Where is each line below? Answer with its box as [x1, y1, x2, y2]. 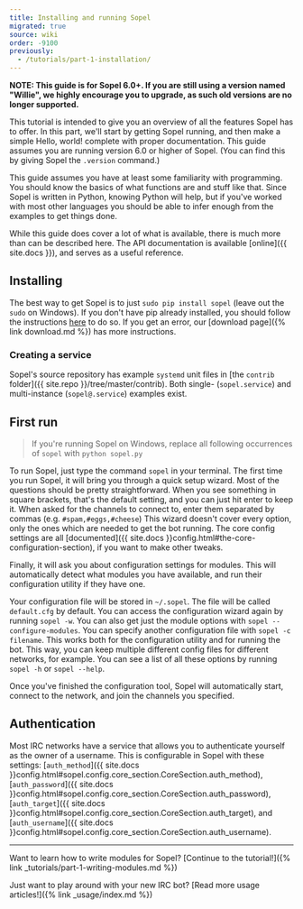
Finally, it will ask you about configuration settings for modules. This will [9, 559, 277, 570]
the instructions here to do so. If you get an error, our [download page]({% [9, 317, 286, 327]
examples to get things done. [9, 211, 117, 221]
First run [9, 414, 59, 429]
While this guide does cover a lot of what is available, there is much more [9, 228, 281, 239]
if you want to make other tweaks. [96, 542, 224, 553]
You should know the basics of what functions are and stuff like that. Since [9, 182, 287, 192]
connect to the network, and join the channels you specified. [9, 690, 234, 701]
